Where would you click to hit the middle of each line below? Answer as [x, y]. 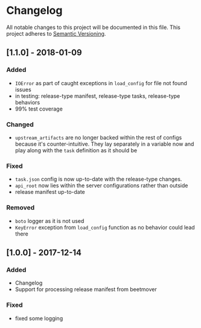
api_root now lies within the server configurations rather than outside [101, 185]
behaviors [27, 102]
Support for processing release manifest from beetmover [86, 289]
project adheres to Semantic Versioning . [56, 33]
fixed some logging [39, 318]
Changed [20, 124]
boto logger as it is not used [49, 220]
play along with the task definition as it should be [76, 150]
